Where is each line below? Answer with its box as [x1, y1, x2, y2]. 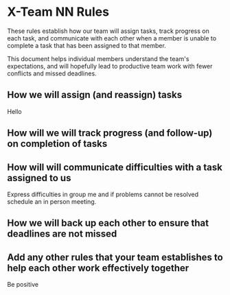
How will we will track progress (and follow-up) [7, 128, 213, 139]
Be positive [7, 281, 39, 289]
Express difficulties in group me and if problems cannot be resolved [7, 190, 199, 198]
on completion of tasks [7, 138, 108, 150]
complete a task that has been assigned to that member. [7, 41, 166, 49]
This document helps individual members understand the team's [7, 54, 189, 62]
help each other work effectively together [7, 262, 189, 274]
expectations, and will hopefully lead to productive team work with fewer [7, 62, 213, 70]
